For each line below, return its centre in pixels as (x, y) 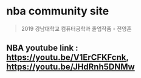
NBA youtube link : (42, 48)
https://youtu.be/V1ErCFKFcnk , (67, 58)
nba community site (58, 11)
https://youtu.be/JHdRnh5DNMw (70, 67)
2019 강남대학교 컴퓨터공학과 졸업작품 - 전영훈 (76, 28)
